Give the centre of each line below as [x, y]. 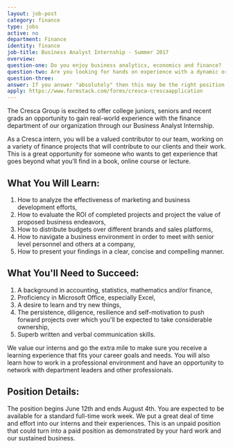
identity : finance [34, 46]
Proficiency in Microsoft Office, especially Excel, [86, 297]
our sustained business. [41, 438]
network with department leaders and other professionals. [90, 370]
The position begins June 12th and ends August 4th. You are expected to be [116, 408]
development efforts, [47, 207]
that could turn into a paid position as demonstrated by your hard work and [114, 431]
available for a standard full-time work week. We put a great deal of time [110, 416]
